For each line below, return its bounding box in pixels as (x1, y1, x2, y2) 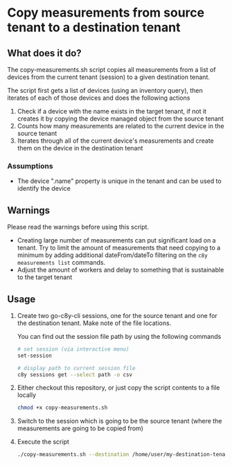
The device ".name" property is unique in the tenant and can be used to (17, 177, 222, 185)
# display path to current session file (17, 365, 136, 371)
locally (17, 391, 37, 399)
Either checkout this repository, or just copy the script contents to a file (17, 383, 220, 392)
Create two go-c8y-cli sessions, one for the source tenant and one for (17, 311, 218, 319)
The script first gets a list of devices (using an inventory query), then (7, 87, 203, 94)
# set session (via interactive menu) (17, 345, 130, 353)
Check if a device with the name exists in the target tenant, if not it (17, 107, 206, 115)
